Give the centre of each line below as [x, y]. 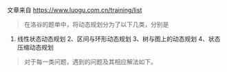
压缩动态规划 [35, 47]
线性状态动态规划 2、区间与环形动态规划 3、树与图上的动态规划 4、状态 [119, 39]
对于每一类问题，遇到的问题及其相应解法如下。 [90, 62]
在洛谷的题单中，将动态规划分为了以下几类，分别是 [96, 24]
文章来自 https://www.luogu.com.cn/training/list [75, 10]
